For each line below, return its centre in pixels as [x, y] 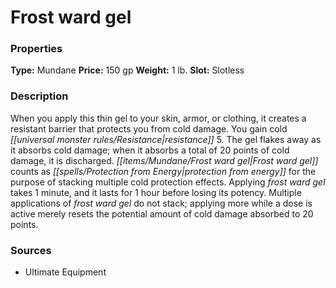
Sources [31, 250]
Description [39, 96]
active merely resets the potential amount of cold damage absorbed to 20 [162, 213]
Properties [36, 49]
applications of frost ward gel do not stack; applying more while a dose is [161, 203]
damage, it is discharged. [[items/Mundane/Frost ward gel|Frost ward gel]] [164, 160]
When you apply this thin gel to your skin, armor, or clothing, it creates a [158, 118]
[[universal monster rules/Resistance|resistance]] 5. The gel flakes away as [166, 139]
